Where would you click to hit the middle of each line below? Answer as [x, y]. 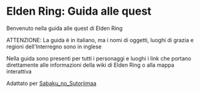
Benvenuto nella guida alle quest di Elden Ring [65, 28]
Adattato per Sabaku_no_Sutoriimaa [51, 83]
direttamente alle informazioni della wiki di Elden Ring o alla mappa [90, 65]
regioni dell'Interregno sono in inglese [54, 46]
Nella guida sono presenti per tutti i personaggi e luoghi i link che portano [99, 58]
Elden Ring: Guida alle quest [79, 11]
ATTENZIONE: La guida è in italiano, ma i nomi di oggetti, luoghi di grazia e [100, 40]
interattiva [19, 71]
